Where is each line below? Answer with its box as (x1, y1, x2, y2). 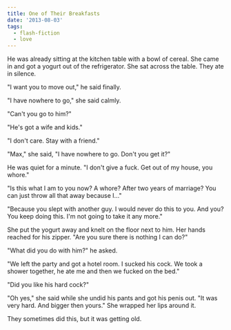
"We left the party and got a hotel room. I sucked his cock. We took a (7, 260, 203, 268)
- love (13, 36, 32, 43)
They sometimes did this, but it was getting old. (7, 315, 142, 323)
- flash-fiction (13, 29, 60, 37)
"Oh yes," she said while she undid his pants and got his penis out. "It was (7, 294, 218, 302)
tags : (7, 23, 23, 30)
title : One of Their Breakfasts (7, 10, 100, 17)
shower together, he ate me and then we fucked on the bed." (7, 267, 180, 275)
